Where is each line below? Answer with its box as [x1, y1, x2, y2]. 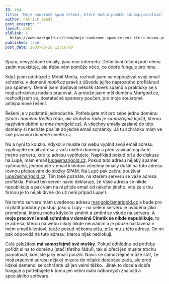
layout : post [5, 26, 33, 31]
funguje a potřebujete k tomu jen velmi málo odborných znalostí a [5, 267, 141, 273]
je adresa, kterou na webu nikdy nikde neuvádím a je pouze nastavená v [5, 220, 154, 226]
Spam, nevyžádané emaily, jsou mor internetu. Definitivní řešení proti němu [5, 58, 161, 64]
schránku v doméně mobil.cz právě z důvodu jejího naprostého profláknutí [5, 79, 159, 85]
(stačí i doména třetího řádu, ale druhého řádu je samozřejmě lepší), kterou [5, 115, 161, 121]
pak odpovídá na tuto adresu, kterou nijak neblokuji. [5, 231, 113, 237]
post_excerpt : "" [5, 21, 42, 27]
